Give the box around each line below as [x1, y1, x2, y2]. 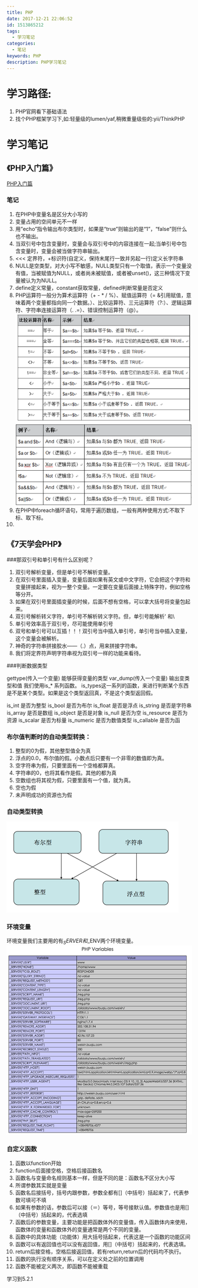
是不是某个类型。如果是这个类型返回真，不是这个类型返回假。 [6, 689, 156, 696]
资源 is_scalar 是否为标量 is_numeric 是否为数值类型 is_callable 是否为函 [6, 716, 181, 724]
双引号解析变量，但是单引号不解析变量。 [15, 569, 113, 576]
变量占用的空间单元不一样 [15, 218, 78, 225]
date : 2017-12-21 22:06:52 [6, 15, 73, 22]
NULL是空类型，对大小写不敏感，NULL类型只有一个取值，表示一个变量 [15, 262, 187, 269]
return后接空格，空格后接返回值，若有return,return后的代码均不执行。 [15, 1248, 184, 1255]
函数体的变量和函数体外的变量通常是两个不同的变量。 [15, 1226, 145, 1233]
